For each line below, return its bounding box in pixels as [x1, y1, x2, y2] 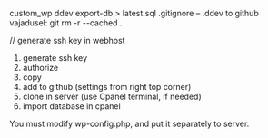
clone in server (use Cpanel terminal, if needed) [22, 91, 202, 102]
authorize [22, 63, 59, 73]
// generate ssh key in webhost [9, 35, 125, 45]
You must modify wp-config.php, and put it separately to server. [9, 118, 250, 129]
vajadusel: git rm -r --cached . [9, 17, 123, 28]
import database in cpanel [22, 101, 121, 112]
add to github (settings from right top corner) [22, 82, 192, 92]
